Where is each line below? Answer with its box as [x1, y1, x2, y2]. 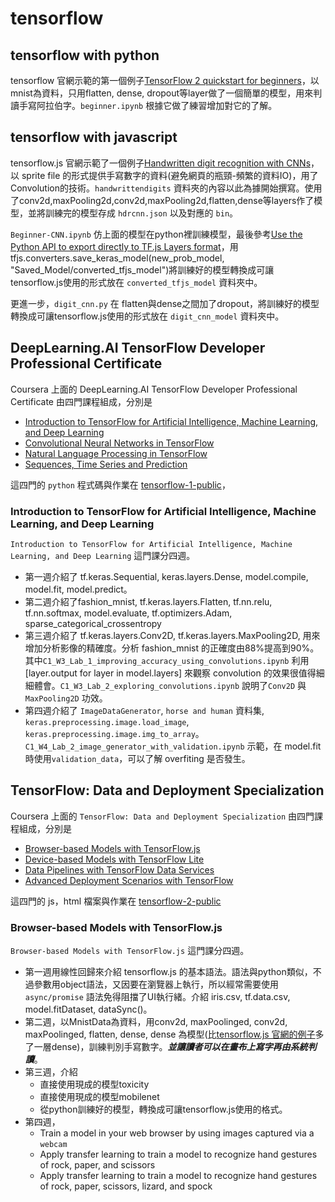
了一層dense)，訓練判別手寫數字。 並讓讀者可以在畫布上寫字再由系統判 [24, 1041, 317, 1053]
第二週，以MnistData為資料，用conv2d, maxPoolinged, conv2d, [24, 1016, 288, 1028]
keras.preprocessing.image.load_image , [24, 715, 190, 727]
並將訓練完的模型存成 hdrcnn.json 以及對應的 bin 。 [27, 207, 239, 219]
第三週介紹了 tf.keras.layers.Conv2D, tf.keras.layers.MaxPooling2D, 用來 [24, 629, 321, 641]
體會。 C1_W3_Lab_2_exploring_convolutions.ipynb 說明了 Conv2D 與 [33, 679, 307, 691]
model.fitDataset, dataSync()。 [24, 1003, 153, 1016]
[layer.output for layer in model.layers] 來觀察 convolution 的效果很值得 [24, 667, 317, 679]
